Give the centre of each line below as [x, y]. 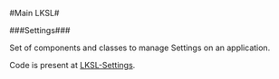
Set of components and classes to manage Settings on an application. [140, 48]
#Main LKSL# [34, 13]
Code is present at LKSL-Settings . [72, 65]
